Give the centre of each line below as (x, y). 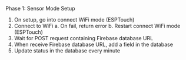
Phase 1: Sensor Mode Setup (40, 8)
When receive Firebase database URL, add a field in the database (93, 44)
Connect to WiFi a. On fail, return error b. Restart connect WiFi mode (97, 26)
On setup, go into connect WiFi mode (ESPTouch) (74, 20)
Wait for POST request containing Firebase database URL (84, 38)
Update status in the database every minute (67, 51)
